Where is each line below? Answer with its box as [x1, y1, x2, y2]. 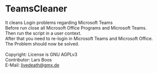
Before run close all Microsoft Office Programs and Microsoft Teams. [5, 24, 147, 30]
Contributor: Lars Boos [5, 56, 52, 62]
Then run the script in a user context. [5, 30, 81, 36]
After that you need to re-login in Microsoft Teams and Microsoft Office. [5, 35, 153, 41]
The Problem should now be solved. [5, 40, 79, 46]
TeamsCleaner [5, 3, 67, 14]
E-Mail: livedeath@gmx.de [5, 62, 60, 68]
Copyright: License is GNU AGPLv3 [5, 51, 77, 57]
